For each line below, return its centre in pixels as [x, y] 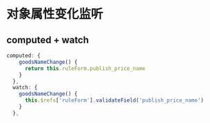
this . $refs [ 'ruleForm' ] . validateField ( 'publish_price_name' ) [114, 100]
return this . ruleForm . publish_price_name [85, 68]
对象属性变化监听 [55, 14]
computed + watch [48, 40]
